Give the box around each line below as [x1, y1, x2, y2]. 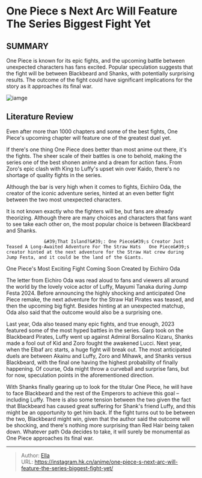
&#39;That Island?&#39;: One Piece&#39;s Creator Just [44, 238, 185, 245]
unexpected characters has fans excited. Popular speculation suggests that [6, 63, 194, 71]
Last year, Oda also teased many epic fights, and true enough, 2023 [6, 320, 175, 327]
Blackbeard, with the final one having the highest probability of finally [6, 359, 179, 366]
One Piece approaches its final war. [6, 434, 94, 441]
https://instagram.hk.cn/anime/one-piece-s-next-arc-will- [34, 458, 179, 465]
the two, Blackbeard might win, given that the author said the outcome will [6, 415, 191, 423]
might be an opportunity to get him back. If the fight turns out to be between [6, 409, 195, 416]
